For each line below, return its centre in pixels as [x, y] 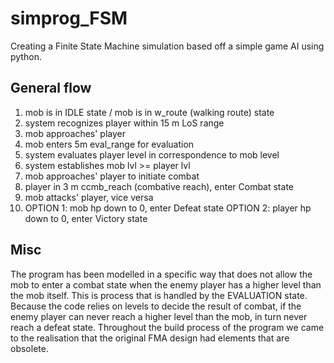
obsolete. [29, 348]
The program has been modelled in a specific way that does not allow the [161, 274]
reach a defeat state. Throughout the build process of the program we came [167, 327]
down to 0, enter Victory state [86, 218]
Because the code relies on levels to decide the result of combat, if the [156, 306]
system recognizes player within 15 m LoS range [124, 123]
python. [26, 56]
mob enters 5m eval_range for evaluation [109, 144]
